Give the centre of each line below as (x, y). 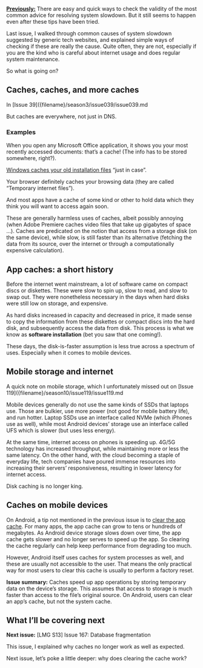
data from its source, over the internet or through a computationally (90, 244)
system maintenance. (33, 59)
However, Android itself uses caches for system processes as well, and (95, 557)
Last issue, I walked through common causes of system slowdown (89, 33)
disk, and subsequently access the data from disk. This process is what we (100, 328)
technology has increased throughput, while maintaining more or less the (98, 448)
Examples (21, 132)
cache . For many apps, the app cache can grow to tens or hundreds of (95, 526)
